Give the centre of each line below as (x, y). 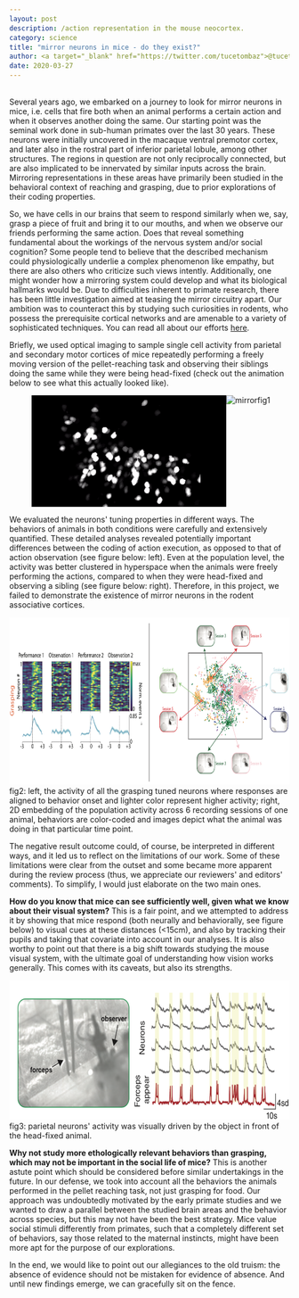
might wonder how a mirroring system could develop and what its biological (148, 280)
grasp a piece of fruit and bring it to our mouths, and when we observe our (146, 223)
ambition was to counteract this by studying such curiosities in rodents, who (149, 309)
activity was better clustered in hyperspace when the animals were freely (144, 567)
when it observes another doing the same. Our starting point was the (135, 121)
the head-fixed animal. (51, 1136)
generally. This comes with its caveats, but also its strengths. (121, 967)
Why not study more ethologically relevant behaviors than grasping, (138, 1153)
